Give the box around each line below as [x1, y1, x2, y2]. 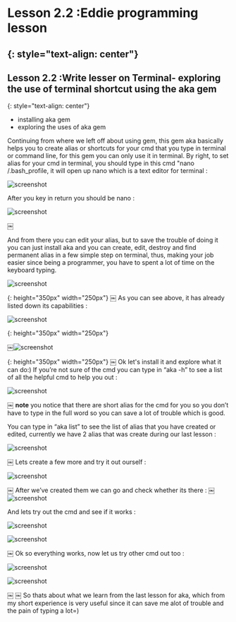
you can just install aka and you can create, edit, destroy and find [7, 244, 197, 252]
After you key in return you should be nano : [7, 194, 135, 203]
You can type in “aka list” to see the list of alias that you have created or [7, 422, 216, 431]
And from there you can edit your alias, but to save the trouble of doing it [7, 236, 218, 244]
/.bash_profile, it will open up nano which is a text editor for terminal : [7, 167, 208, 175]
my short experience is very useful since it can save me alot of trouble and [7, 599, 224, 608]
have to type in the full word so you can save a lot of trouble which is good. [7, 409, 225, 417]
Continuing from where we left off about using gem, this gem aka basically [7, 136, 224, 145]
